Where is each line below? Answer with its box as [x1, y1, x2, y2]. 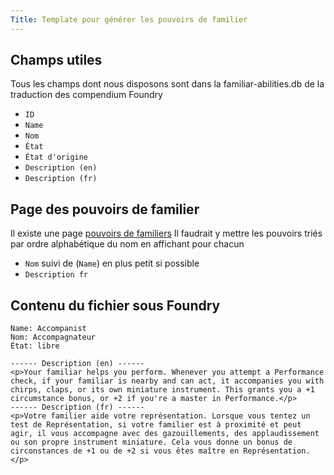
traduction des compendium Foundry [10, 89, 163, 101]
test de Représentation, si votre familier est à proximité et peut [10, 420, 302, 430]
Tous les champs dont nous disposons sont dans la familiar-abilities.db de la [10, 78, 325, 90]
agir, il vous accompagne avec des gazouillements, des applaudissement [10, 429, 320, 439]
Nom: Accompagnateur [10, 332, 97, 343]
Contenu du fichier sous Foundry [10, 297, 221, 314]
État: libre [10, 341, 60, 351]
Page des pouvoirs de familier [10, 201, 200, 218]
